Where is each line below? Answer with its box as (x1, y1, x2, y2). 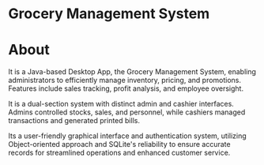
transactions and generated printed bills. (8, 116, 141, 126)
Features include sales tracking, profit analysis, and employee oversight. (8, 84, 243, 93)
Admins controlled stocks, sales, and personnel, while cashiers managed (8, 107, 246, 117)
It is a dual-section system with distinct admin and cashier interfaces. (8, 99, 235, 109)
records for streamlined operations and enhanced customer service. (8, 148, 231, 158)
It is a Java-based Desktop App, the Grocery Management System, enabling (8, 67, 257, 77)
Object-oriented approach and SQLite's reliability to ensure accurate (8, 140, 231, 149)
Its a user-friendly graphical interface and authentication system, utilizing (8, 131, 247, 141)
